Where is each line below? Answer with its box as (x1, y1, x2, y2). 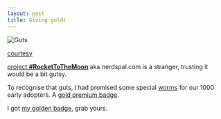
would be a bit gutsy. (7, 70, 67, 78)
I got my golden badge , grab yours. (7, 104, 108, 112)
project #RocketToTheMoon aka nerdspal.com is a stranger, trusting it (7, 62, 209, 71)
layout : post (7, 10, 45, 17)
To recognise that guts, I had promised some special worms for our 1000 (7, 83, 215, 91)
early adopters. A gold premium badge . (7, 91, 119, 99)
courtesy (7, 49, 33, 57)
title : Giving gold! (7, 17, 67, 24)
